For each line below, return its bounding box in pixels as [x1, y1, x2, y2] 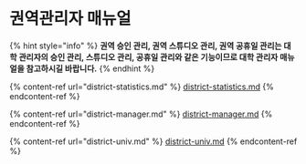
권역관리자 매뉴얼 [9, 8, 132, 29]
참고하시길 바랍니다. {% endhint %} [26, 63, 155, 74]
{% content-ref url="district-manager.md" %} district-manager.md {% [9, 108, 273, 119]
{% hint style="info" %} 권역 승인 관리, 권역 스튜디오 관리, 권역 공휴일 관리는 [9, 40, 282, 51]
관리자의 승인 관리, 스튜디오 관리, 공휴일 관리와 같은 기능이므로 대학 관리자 [18, 51, 279, 62]
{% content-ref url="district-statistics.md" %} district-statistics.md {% [9, 81, 274, 92]
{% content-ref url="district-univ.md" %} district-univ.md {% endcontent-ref [9, 136, 298, 147]
